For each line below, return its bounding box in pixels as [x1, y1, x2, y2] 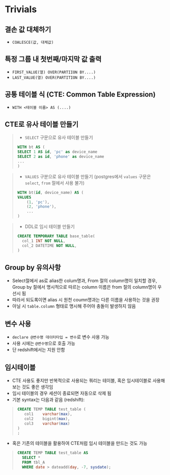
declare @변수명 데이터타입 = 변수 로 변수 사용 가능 [12, 334, 110, 340]
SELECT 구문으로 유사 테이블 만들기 [24, 134, 93, 141]
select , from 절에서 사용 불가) [24, 180, 85, 186]
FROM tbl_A [22, 460, 45, 465]
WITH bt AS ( [17, 145, 45, 150]
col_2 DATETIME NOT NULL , [22, 243, 77, 248]
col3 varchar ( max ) [24, 421, 70, 426]
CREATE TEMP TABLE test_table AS [17, 451, 89, 456]
